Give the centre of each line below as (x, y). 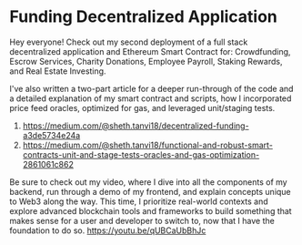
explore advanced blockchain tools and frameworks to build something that (151, 210)
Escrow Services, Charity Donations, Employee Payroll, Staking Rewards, (146, 61)
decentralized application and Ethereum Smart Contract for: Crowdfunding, (150, 51)
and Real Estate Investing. (58, 71)
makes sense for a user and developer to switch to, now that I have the (142, 220)
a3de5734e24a (51, 135)
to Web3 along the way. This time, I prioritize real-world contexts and (139, 201)
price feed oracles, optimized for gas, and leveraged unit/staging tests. (142, 107)
